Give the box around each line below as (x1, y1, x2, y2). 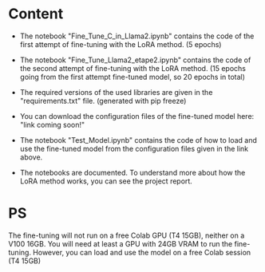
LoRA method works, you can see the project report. (19, 176, 193, 186)
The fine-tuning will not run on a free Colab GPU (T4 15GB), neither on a (8, 231, 245, 240)
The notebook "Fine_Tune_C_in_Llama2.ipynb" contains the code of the (19, 31, 255, 41)
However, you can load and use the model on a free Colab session (33, 247, 251, 257)
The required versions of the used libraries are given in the (19, 87, 213, 97)
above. (19, 152, 43, 162)
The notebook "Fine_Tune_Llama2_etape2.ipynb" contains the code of (19, 55, 251, 65)
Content (8, 5, 64, 23)
